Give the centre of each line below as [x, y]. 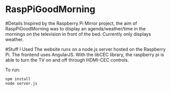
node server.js [21, 83]
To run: [13, 70]
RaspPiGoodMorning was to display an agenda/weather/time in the [76, 28]
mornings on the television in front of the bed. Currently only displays [78, 34]
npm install [18, 79]
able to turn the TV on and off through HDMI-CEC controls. [67, 60]
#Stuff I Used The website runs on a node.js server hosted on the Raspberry [86, 49]
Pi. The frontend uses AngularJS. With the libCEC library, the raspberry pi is [85, 55]
